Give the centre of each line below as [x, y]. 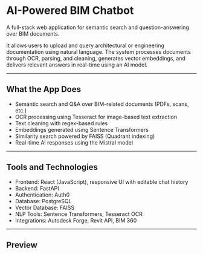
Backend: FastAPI [37, 188]
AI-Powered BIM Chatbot [70, 11]
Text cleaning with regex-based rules [61, 123]
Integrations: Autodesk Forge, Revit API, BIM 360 [76, 220]
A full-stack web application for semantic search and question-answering [98, 27]
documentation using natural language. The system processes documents [99, 51]
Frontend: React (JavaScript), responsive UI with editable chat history [101, 181]
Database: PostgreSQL [43, 201]
